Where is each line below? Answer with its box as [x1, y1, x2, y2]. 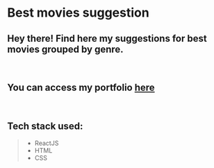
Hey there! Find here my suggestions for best [7, 33, 207, 44]
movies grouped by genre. [7, 43, 124, 55]
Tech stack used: [7, 120, 83, 133]
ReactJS [34, 139, 59, 147]
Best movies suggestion [7, 5, 149, 21]
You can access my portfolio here [7, 82, 155, 94]
